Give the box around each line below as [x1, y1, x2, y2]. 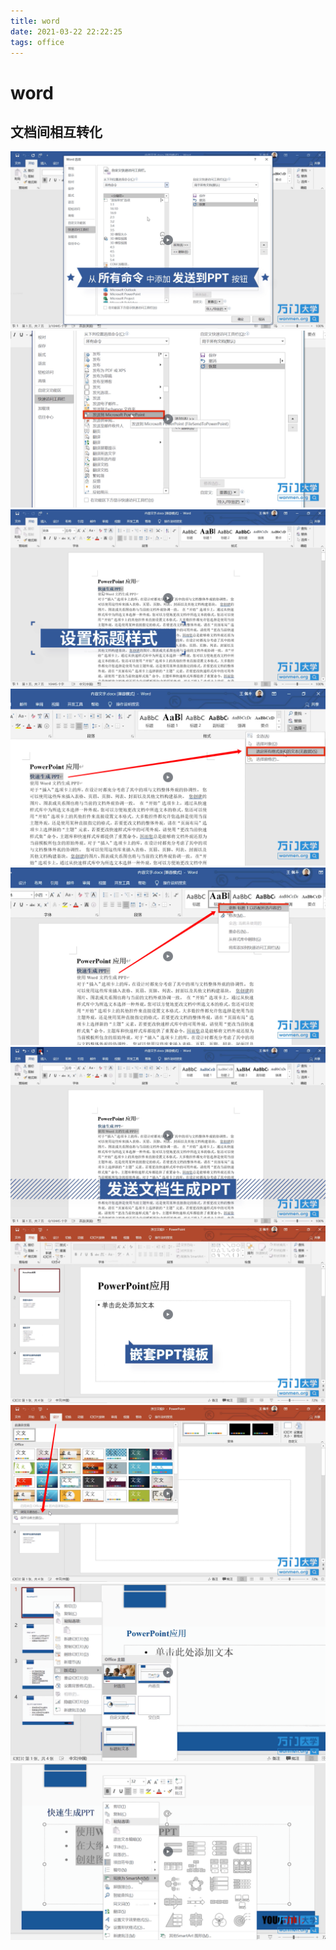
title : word [10, 16, 60, 26]
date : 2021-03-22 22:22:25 [10, 26, 123, 37]
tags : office [10, 37, 65, 47]
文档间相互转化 [10, 123, 103, 140]
